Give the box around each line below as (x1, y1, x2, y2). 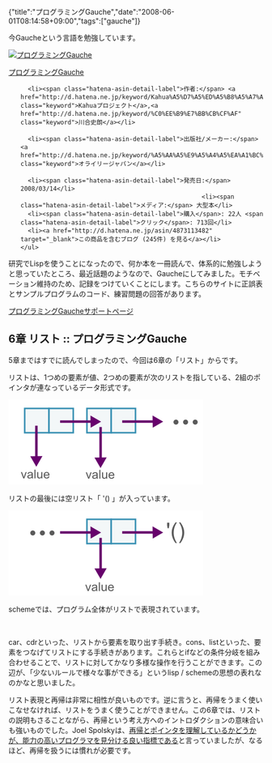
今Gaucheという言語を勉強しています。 (8, 33, 140, 42)
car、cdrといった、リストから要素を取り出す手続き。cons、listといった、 (8, 637, 255, 646)
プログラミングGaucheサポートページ (8, 306, 134, 316)
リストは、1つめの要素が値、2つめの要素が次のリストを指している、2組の (8, 372, 254, 382)
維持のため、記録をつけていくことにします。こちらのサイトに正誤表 (36, 279, 263, 288)
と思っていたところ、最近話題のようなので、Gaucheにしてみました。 (8, 269, 240, 278)
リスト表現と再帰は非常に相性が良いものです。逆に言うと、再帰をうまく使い (8, 695, 263, 705)
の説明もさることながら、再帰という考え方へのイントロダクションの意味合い (8, 715, 264, 725)
